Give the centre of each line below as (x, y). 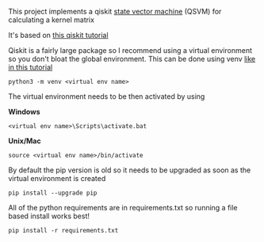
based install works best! (49, 216)
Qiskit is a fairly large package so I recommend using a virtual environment (130, 50)
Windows (24, 112)
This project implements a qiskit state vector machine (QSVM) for (115, 11)
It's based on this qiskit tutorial (58, 35)
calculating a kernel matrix (52, 20)
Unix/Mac (25, 141)
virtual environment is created (57, 178)
